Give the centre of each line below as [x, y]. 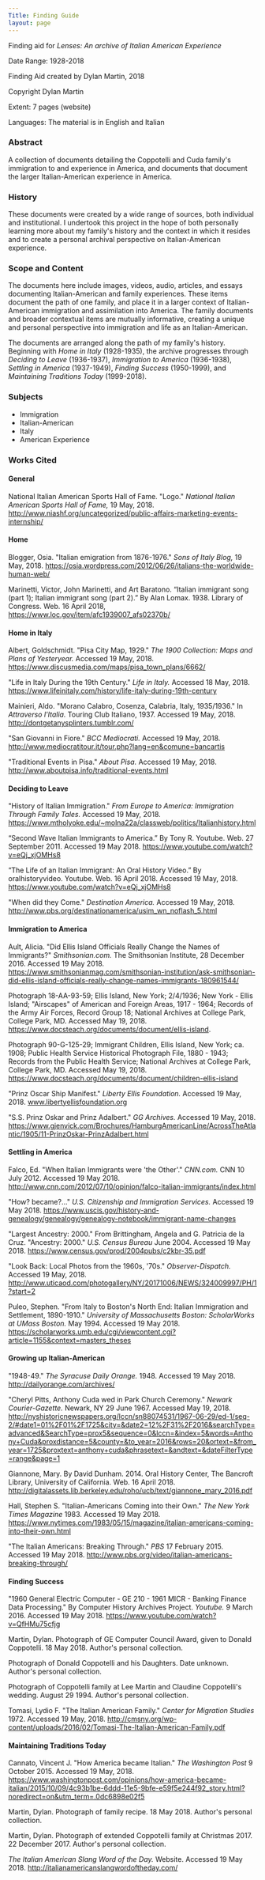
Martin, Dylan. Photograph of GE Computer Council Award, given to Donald [130, 1640]
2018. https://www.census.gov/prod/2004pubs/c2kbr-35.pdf [107, 1250]
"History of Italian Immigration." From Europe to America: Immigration [121, 806]
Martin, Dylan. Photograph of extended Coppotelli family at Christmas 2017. [131, 1836]
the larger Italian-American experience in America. [90, 176]
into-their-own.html [39, 1531]
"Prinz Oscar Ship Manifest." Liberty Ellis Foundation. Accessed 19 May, [125, 1093]
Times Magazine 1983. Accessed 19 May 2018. [84, 1515]
